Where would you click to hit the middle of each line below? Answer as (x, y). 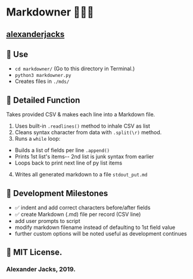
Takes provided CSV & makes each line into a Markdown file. (81, 114)
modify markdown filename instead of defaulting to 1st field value (95, 227)
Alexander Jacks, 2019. (41, 269)
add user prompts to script (47, 221)
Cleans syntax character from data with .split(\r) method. (88, 132)
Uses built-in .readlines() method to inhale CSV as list (83, 126)
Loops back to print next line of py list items (69, 163)
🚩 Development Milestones (57, 193)
